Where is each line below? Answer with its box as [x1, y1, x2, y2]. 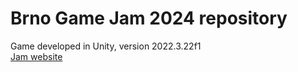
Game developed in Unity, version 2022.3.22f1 [10, 40, 202, 52]
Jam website [10, 50, 63, 62]
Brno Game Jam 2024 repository [10, 7, 288, 30]
